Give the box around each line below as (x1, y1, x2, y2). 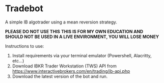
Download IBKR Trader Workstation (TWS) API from (12, 63, 117, 69)
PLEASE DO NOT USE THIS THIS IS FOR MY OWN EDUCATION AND (5, 28, 143, 34)
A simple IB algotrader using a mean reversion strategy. (5, 19, 117, 25)
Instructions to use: (5, 43, 44, 49)
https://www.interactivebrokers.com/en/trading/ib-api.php (12, 68, 130, 74)
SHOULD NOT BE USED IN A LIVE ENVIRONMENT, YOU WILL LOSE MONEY (5, 34, 159, 40)
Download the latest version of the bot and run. (12, 73, 108, 79)
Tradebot (5, 3, 43, 14)
